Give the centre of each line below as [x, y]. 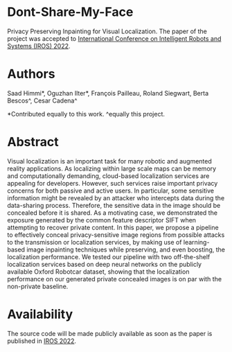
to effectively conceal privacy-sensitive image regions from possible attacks [116, 235]
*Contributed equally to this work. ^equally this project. [86, 114]
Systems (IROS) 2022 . [39, 46]
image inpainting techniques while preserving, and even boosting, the [126, 249]
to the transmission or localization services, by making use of [95, 242]
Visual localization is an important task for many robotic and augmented [110, 161]
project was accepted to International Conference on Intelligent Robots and [114, 38]
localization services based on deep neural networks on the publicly [105, 264]
